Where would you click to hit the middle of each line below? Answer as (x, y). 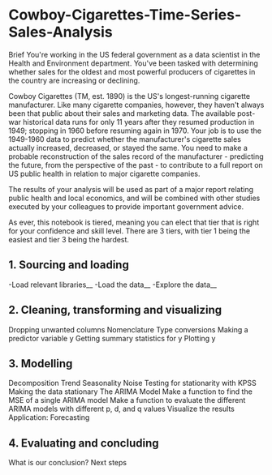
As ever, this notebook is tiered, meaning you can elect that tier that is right (134, 222)
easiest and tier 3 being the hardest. (69, 239)
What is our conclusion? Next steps (68, 463)
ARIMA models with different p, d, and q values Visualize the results (122, 409)
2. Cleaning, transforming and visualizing (115, 310)
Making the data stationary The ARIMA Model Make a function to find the (131, 392)
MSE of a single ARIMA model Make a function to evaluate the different (127, 400)
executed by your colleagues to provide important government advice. (126, 206)
